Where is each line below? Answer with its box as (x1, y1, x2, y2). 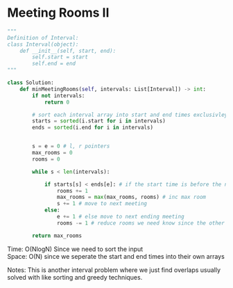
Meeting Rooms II (7, 5, 110, 21)
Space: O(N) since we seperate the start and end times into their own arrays (7, 252, 225, 260)
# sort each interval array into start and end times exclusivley (32, 111, 228, 118)
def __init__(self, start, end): (19, 47, 116, 54)
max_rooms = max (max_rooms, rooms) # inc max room (56, 193, 207, 201)
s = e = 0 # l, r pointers (32, 143, 110, 150)
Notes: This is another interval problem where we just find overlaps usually (7, 266, 221, 274)
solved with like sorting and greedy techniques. (7, 273, 143, 281)
